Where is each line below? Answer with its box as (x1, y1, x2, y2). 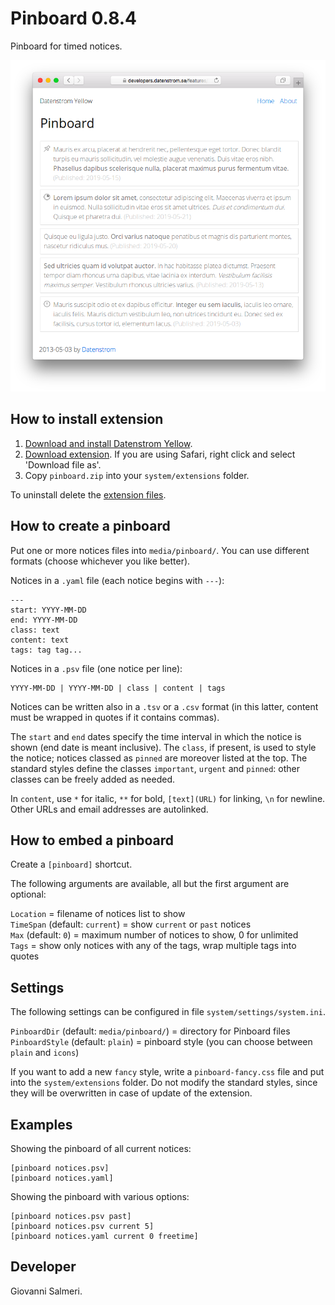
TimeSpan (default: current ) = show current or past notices (10, 918, 252, 931)
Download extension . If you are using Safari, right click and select (24, 448, 296, 460)
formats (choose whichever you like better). (10, 555, 191, 567)
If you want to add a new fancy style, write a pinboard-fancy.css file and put (10, 1066, 325, 1078)
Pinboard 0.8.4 (10, 7, 138, 30)
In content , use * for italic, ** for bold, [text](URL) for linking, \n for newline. (10, 792, 326, 804)
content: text (10, 635, 70, 645)
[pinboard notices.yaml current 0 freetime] (10, 1231, 199, 1241)
